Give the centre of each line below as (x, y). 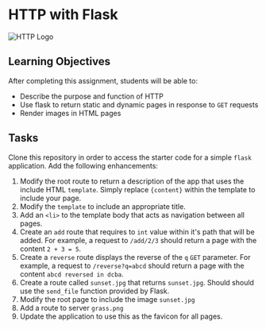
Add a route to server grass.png (71, 308)
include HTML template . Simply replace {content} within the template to (137, 189)
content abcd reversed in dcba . (72, 274)
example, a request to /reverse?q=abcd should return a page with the (132, 265)
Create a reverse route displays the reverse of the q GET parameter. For (135, 257)
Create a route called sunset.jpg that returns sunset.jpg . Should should (137, 282)
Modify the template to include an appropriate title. (103, 206)
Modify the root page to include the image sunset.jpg (107, 299)
